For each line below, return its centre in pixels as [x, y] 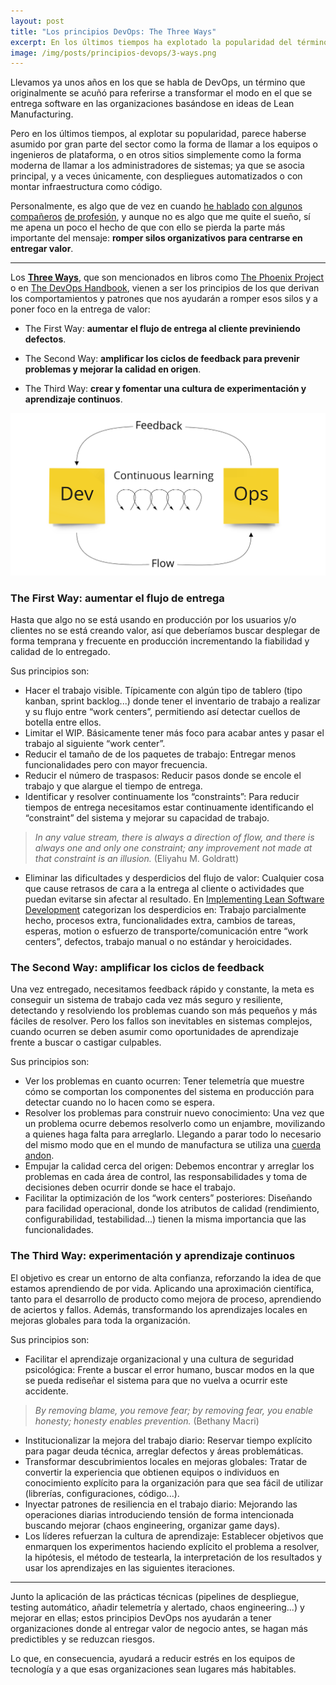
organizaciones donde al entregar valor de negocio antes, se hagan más [159, 1628]
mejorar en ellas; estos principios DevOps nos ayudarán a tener [141, 1617]
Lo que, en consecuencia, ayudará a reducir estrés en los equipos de [153, 1658]
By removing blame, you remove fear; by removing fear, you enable [174, 1410]
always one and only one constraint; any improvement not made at [173, 847]
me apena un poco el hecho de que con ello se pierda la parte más [148, 227]
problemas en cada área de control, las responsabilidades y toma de [166, 1177]
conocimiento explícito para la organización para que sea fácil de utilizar [174, 1482]
